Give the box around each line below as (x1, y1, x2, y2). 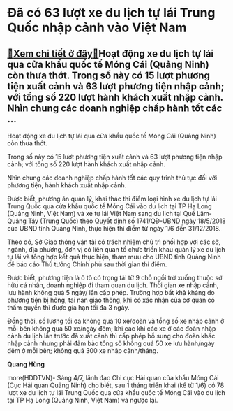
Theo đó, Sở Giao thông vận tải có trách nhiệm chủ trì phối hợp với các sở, (7, 238, 221, 246)
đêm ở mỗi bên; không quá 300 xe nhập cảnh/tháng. (7, 347, 158, 354)
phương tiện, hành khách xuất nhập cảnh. (7, 181, 127, 189)
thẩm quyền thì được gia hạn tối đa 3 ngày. (7, 303, 130, 312)
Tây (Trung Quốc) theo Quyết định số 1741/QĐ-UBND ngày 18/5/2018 (27, 217, 227, 225)
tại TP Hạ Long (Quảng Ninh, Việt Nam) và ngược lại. (7, 396, 158, 404)
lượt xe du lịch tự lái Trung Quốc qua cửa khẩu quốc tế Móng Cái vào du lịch (7, 389, 225, 396)
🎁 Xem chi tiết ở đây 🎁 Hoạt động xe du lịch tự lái (7, 48, 214, 59)
